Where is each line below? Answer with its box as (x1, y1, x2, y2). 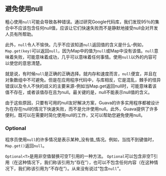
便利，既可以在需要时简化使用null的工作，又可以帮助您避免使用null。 (5, 112, 145, 118)
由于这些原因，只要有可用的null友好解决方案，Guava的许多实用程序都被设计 (5, 99, 160, 105)
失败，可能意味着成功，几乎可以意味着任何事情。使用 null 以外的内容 (13, 54, 153, 60)
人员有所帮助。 (5, 31, 36, 37)
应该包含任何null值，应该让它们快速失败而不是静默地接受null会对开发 (18, 25, 158, 31)
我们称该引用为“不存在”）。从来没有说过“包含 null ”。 (18, 166, 124, 172)
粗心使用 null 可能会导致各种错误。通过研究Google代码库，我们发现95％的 (5, 19, 155, 25)
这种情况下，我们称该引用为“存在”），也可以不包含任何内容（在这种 (18, 160, 154, 166)
